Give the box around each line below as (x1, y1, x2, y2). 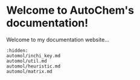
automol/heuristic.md (6, 63, 61, 69)
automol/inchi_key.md (6, 53, 61, 59)
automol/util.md (6, 58, 47, 64)
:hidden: (6, 47, 28, 54)
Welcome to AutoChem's (6, 4, 135, 17)
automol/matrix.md (6, 68, 52, 75)
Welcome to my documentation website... (6, 36, 110, 43)
